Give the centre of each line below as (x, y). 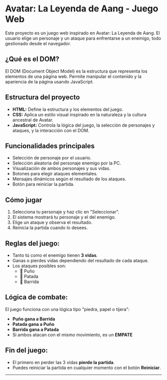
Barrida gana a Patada (36, 329)
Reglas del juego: (32, 243)
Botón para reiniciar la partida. (43, 184)
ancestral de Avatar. (33, 120)
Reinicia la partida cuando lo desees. (50, 228)
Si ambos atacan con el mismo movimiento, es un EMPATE (72, 335)
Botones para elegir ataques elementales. (55, 174)
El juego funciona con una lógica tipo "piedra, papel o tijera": (68, 309)
